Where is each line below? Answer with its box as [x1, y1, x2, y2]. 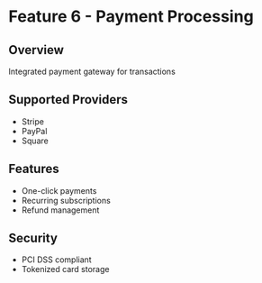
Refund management [21, 205, 100, 215]
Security [8, 231, 58, 246]
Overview [8, 42, 65, 58]
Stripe [21, 115, 44, 127]
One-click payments [21, 185, 97, 196]
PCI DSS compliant [21, 254, 92, 265]
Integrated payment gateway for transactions [8, 66, 176, 77]
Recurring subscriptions [21, 195, 112, 205]
